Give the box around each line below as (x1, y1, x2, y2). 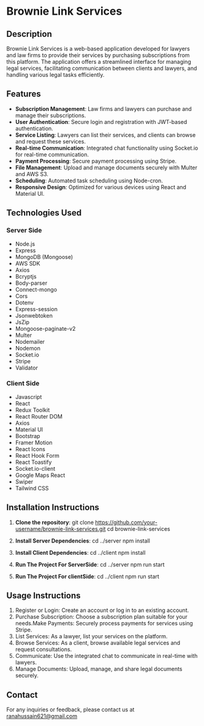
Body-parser (15, 279, 48, 287)
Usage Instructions (6, 590, 81, 601)
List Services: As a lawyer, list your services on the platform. (15, 633, 168, 640)
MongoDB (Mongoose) (15, 253, 74, 260)
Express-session (15, 305, 58, 312)
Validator (15, 364, 38, 371)
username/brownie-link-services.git (15, 525, 106, 532)
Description (6, 29, 52, 39)
